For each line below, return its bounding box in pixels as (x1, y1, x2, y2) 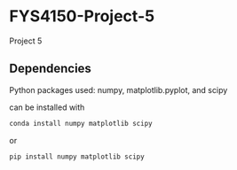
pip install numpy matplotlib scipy (9, 152, 145, 161)
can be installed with (9, 102, 85, 112)
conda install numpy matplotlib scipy (9, 119, 153, 127)
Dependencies (9, 61, 91, 76)
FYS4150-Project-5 (9, 6, 155, 27)
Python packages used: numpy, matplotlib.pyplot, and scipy (9, 84, 228, 95)
